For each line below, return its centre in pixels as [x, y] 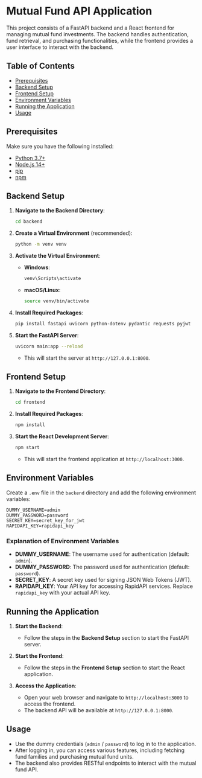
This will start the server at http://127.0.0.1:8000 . [87, 358]
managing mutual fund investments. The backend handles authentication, [97, 34]
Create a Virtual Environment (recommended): [74, 233]
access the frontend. [50, 704]
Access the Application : [46, 686]
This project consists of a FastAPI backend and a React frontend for [90, 28]
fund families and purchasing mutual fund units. [74, 756]
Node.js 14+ [30, 164]
